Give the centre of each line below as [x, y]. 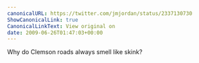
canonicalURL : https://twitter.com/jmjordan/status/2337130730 [100, 13]
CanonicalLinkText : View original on [61, 26]
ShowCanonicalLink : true [43, 20]
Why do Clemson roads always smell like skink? [75, 52]
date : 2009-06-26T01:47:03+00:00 [55, 33]
